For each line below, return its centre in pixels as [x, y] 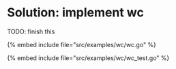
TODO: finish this [31, 31]
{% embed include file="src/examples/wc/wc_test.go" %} [88, 58]
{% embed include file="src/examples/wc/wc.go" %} [82, 44]
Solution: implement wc [76, 13]
